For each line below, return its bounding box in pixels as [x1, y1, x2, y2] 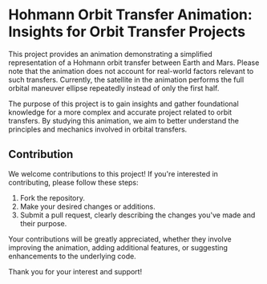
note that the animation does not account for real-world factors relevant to [8, 66, 254, 75]
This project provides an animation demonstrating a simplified [8, 49, 212, 59]
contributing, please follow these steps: [8, 177, 139, 187]
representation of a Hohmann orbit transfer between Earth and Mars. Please [8, 58, 260, 67]
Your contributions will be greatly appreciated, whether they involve [8, 234, 232, 244]
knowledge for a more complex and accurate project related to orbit [8, 107, 233, 117]
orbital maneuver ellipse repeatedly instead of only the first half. [8, 83, 220, 93]
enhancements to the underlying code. [8, 251, 136, 261]
